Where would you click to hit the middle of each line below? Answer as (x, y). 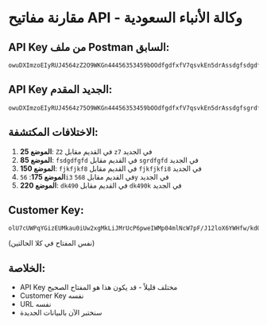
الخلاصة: (27, 268)
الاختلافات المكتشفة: (53, 132)
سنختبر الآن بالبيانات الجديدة (61, 313)
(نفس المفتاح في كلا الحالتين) (52, 243)
